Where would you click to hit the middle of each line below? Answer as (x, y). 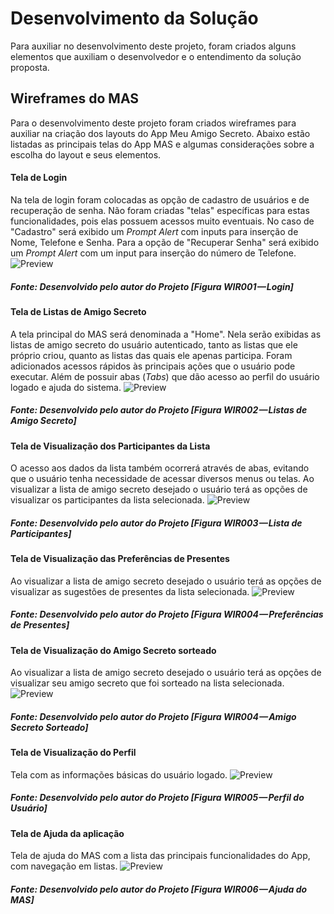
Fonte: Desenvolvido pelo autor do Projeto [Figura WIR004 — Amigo (153, 716)
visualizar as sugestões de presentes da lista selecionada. (130, 591)
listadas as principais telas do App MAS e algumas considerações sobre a (162, 144)
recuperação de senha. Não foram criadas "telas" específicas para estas (160, 210)
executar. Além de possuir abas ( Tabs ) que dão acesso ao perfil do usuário (165, 376)
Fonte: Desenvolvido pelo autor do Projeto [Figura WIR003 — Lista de (156, 523)
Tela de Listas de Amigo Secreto (78, 311)
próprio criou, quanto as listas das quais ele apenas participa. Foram (151, 355)
